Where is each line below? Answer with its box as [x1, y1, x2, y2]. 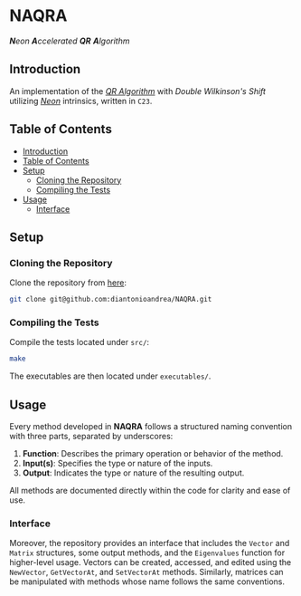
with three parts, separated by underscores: [9, 431, 174, 442]
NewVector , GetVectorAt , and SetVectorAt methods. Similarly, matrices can [9, 567, 284, 578]
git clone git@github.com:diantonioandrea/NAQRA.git [9, 295, 212, 304]
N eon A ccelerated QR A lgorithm [9, 35, 130, 46]
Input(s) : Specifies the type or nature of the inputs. [22, 458, 213, 469]
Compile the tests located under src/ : [9, 337, 150, 348]
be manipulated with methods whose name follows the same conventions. [9, 576, 286, 587]
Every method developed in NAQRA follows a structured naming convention [9, 421, 292, 432]
